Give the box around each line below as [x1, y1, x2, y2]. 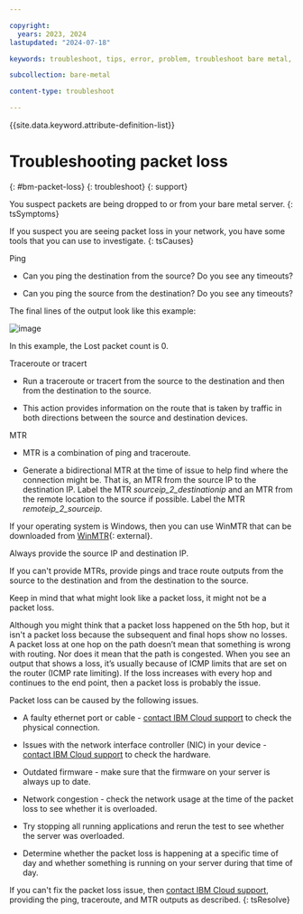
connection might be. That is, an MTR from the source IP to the [22, 474, 257, 485]
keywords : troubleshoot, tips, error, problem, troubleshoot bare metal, [9, 54, 293, 63]
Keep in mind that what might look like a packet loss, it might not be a [9, 592, 267, 603]
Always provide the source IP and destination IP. [9, 548, 189, 559]
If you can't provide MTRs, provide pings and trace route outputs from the [9, 565, 284, 576]
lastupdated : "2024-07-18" [9, 38, 111, 47]
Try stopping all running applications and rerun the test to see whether [22, 820, 285, 832]
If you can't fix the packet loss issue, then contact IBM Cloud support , [9, 884, 269, 895]
